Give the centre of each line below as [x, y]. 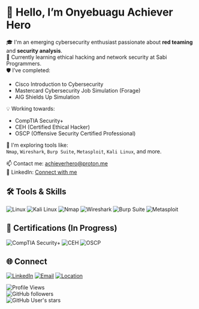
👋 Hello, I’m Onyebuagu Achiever [90, 12]
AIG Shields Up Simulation [47, 97]
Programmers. [24, 63]
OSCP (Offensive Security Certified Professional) [75, 133]
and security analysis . [34, 50]
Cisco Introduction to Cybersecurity [59, 84]
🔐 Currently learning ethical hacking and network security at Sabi [87, 57]
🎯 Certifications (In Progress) [62, 228]
